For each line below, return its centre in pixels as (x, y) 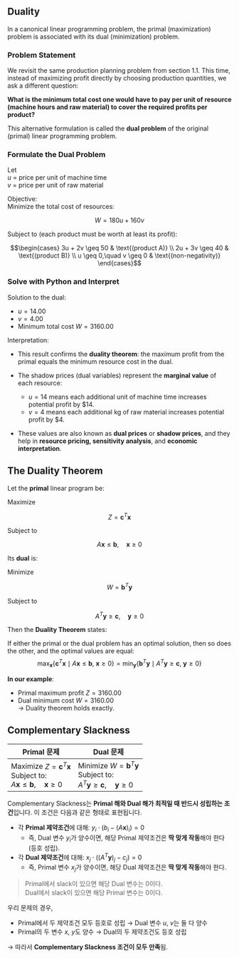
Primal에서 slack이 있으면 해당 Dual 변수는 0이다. (94, 884)
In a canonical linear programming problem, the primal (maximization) (109, 29)
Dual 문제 (108, 752)
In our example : (31, 679)
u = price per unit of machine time (57, 178)
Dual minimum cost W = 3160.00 (65, 700)
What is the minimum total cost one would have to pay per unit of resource (119, 100)
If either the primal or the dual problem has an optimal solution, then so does (119, 643)
